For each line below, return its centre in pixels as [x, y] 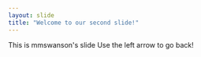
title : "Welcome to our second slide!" [74, 23]
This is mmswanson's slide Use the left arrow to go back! [101, 45]
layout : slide [32, 15]
